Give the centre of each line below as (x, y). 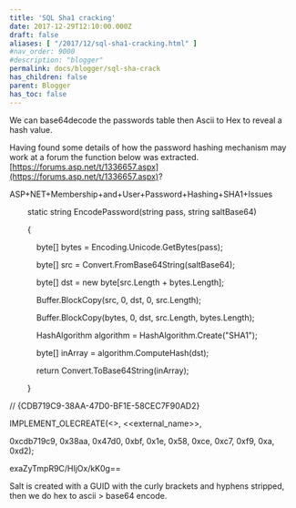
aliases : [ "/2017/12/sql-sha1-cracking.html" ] (103, 43)
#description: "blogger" (56, 60)
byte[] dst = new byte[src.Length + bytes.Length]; (130, 282)
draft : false (34, 35)
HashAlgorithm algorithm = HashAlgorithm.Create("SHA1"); (147, 335)
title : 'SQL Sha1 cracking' (63, 18)
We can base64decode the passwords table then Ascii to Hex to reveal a (146, 120)
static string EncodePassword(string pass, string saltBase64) (142, 211)
